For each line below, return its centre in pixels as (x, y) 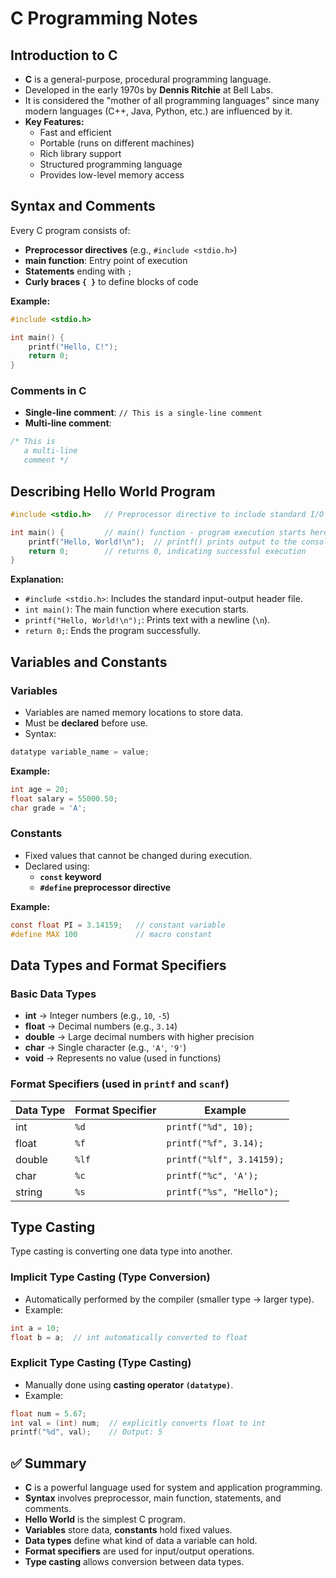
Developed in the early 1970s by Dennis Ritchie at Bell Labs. (149, 90)
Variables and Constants (89, 662)
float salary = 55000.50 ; (64, 798)
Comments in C (48, 391)
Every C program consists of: (70, 230)
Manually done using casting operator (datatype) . (129, 1384)
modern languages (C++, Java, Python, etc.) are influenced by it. (158, 111)
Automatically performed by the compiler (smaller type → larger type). (169, 1299)
